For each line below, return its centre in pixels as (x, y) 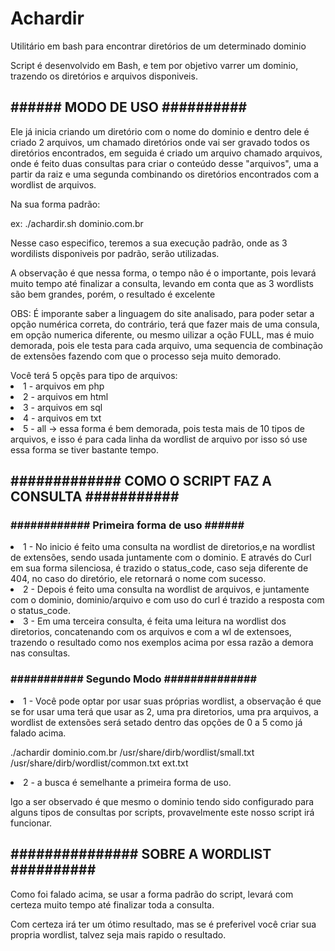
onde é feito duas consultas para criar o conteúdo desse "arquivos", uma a (164, 163)
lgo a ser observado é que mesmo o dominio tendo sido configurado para (162, 801)
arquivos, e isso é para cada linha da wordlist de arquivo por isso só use (159, 439)
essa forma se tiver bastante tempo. (85, 449)
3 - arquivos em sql (63, 407)
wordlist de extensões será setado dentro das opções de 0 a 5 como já (156, 722)
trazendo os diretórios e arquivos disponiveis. (104, 76)
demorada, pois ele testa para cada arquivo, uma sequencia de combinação (166, 345)
